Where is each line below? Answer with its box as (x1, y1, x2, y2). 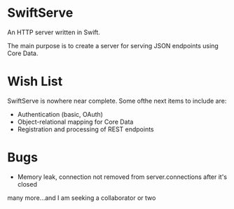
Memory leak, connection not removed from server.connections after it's (17, 173, 228, 181)
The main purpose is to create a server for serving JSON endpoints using (7, 41, 219, 50)
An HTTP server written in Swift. (7, 28, 100, 36)
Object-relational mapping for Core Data (17, 117, 134, 126)
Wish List (7, 73, 63, 89)
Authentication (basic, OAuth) (17, 110, 104, 118)
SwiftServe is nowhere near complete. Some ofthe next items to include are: (7, 96, 227, 105)
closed (17, 180, 37, 188)
